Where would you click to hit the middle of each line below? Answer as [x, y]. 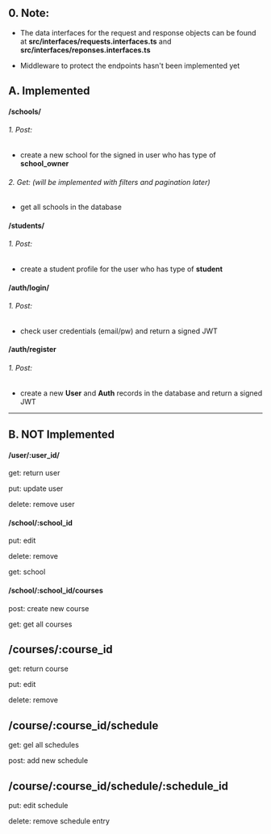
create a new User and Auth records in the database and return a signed [141, 393]
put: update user [36, 488]
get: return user [34, 473]
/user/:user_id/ [34, 455]
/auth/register [32, 350]
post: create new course [49, 608]
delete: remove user [42, 505]
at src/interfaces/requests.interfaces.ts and [96, 41]
